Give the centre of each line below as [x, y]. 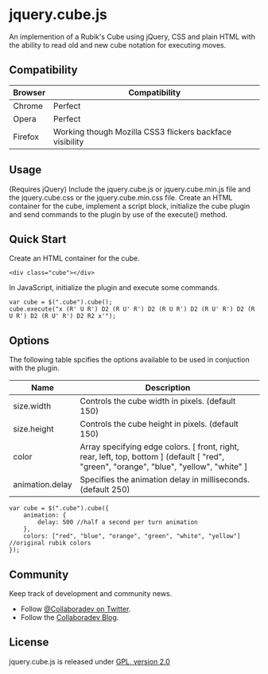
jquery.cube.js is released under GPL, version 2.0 [89, 661]
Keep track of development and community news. [91, 593]
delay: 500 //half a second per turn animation [118, 522]
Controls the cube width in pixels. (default [158, 401]
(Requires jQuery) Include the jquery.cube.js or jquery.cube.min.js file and [130, 189]
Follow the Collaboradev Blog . [70, 617]
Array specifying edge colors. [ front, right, [159, 447]
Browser [29, 92]
